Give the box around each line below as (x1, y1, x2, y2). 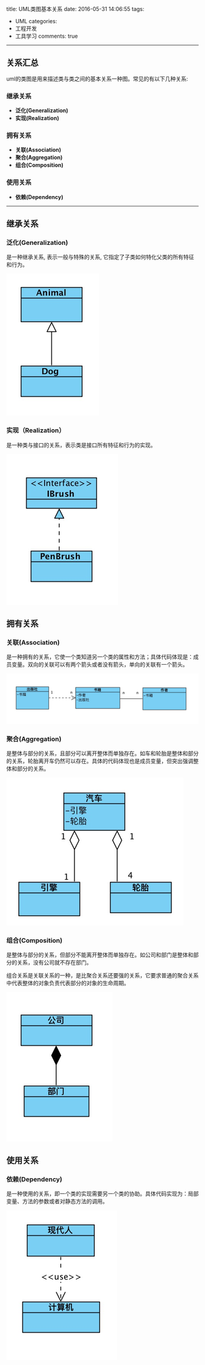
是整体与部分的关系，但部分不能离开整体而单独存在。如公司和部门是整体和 (6, 951, 193, 958)
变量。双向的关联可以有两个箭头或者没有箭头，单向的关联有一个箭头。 (11, 661, 188, 668)
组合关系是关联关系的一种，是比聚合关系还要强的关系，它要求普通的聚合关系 (6, 972, 199, 979)
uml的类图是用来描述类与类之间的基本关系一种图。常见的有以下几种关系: (6, 75, 188, 82)
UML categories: (15, 18, 57, 24)
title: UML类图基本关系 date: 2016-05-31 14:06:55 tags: (6, 5, 145, 12)
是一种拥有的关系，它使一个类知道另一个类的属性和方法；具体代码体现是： (6, 653, 193, 661)
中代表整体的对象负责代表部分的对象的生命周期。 (6, 979, 129, 987)
